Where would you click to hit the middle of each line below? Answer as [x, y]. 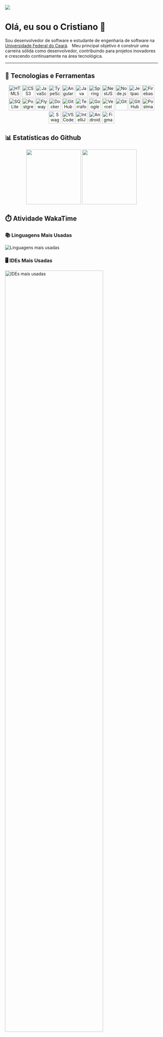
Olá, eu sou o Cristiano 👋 [55, 27]
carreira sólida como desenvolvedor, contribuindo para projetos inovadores [80, 51]
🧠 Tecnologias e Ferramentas [50, 76]
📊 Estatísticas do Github [43, 138]
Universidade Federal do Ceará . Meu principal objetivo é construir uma [77, 45]
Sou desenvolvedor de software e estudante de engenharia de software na [80, 40]
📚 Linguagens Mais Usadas [39, 235]
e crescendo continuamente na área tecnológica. [54, 56]
